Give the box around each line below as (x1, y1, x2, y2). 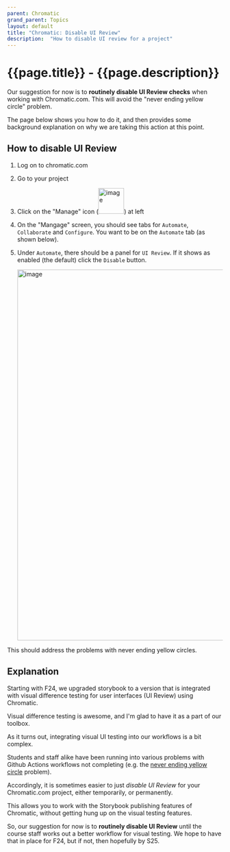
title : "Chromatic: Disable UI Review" (7, 29, 121, 36)
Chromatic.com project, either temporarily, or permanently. (7, 788, 173, 796)
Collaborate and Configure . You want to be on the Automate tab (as (16, 228, 205, 236)
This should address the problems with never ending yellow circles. (7, 646, 197, 654)
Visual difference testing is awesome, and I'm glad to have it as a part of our (7, 711, 222, 720)
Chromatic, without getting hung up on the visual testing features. (7, 809, 192, 817)
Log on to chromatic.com (16, 161, 88, 169)
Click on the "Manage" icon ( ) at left (16, 207, 144, 215)
